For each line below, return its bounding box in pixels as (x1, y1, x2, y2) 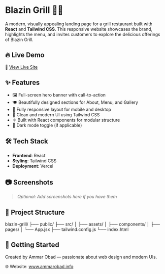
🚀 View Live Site (5, 64, 38, 70)
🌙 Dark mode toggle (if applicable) (12, 122, 82, 128)
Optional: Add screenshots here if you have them (17, 194, 117, 200)
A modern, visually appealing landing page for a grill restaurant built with (5, 21, 153, 27)
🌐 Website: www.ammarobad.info (5, 263, 74, 269)
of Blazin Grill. (5, 37, 33, 43)
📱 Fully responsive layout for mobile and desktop (12, 106, 112, 112)
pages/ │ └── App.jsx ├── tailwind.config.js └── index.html (5, 227, 129, 232)
